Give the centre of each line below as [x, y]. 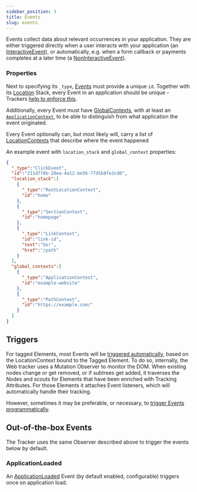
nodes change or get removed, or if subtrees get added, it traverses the [93, 372]
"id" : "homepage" [41, 217]
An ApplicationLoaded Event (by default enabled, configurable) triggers [93, 476]
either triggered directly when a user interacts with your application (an [92, 45]
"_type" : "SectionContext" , [55, 212]
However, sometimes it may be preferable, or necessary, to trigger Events [95, 403]
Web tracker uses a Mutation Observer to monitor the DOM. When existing [96, 366]
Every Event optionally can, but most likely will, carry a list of [79, 134]
